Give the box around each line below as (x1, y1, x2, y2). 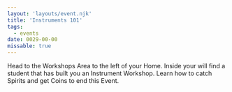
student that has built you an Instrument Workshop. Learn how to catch (7, 69, 212, 77)
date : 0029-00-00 (7, 36, 58, 43)
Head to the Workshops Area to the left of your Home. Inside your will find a (7, 62, 226, 70)
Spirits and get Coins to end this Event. (7, 77, 119, 84)
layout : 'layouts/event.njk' (7, 10, 92, 17)
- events (13, 29, 39, 37)
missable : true (7, 43, 52, 49)
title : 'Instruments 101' (7, 17, 82, 24)
